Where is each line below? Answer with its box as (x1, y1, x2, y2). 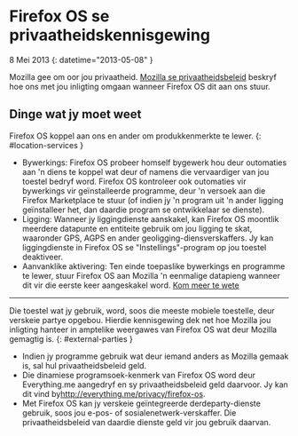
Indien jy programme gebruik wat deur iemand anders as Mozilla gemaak (21, 351, 289, 361)
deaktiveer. (21, 251, 64, 262)
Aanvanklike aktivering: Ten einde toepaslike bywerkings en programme (21, 260, 286, 272)
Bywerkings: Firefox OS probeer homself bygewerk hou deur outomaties (21, 157, 287, 168)
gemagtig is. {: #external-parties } (9, 333, 133, 344)
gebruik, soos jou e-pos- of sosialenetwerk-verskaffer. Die (21, 407, 237, 418)
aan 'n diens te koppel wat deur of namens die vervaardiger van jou (21, 166, 270, 177)
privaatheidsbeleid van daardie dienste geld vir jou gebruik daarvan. (21, 416, 271, 427)
